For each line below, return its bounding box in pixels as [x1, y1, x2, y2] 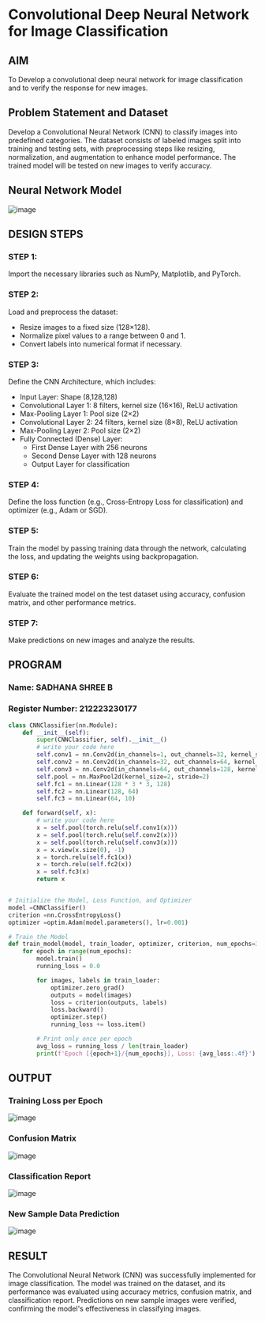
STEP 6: [8, 571, 39, 582]
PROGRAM [8, 658, 62, 672]
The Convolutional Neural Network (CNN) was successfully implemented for [8, 1270, 256, 1280]
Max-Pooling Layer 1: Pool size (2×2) [19, 409, 140, 418]
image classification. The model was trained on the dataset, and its [8, 1279, 226, 1289]
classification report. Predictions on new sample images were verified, [8, 1296, 237, 1305]
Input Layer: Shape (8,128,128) [19, 392, 118, 401]
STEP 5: [8, 525, 39, 536]
